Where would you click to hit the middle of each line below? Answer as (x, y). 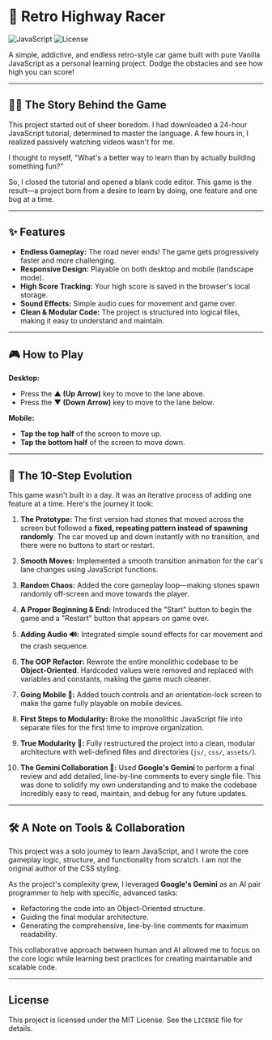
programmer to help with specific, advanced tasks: (93, 892)
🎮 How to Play (46, 355)
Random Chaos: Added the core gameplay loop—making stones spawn (140, 585)
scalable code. (33, 967)
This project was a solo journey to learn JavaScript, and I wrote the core (129, 851)
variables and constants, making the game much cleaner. (115, 679)
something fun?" (36, 166)
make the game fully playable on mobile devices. (102, 704)
